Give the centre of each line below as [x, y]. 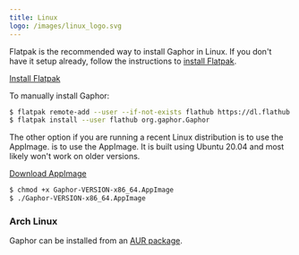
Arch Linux [34, 221]
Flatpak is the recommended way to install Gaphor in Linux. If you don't [141, 51]
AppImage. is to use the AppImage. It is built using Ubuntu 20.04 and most [147, 147]
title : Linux [34, 17]
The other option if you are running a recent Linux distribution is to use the [146, 137]
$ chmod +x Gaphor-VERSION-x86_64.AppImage [92, 190]
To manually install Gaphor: [60, 96]
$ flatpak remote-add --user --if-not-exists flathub [112, 112]
